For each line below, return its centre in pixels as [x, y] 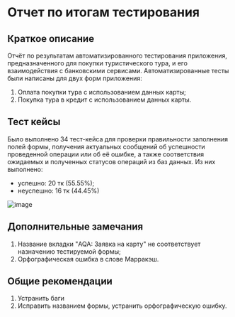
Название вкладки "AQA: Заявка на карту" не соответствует [109, 244]
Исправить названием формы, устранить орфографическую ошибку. [122, 306]
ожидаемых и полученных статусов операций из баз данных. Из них [111, 161]
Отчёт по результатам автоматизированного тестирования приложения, [117, 55]
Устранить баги [41, 299]
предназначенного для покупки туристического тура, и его [97, 63]
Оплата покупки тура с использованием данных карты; [102, 92]
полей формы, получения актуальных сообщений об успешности [106, 146]
